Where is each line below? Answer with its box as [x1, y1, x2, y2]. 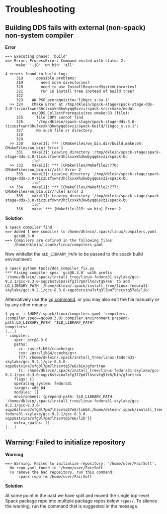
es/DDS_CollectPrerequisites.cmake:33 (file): [31, 111, 130, 116]
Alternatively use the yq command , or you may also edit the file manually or [5, 296, 160, 302]
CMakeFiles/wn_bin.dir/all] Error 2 [5, 167, 81, 172]
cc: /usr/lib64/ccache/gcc [18, 346, 75, 351]
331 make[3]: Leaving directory [16, 150, 90, 155]
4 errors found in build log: [5, 71, 68, 76]
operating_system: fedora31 [14, 381, 72, 386]
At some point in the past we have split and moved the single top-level [5, 492, 149, 499]
